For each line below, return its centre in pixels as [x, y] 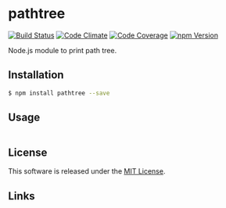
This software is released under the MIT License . [87, 171]
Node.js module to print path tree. [63, 50]
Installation [36, 75]
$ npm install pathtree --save [59, 93]
